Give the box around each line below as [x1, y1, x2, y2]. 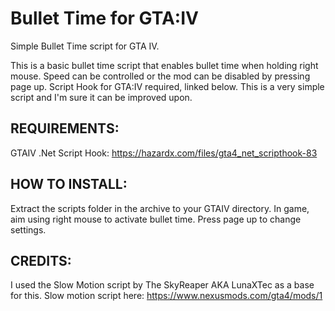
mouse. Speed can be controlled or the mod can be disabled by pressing [10, 70, 311, 82]
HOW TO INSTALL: [10, 176, 128, 193]
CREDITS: [10, 252, 72, 269]
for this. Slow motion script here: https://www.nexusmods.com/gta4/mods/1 [10, 290, 323, 302]
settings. [10, 223, 47, 236]
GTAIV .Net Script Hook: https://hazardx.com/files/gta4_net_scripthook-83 [10, 147, 318, 159]
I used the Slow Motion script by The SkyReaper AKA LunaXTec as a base [10, 279, 315, 291]
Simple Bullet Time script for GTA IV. [10, 40, 160, 52]
